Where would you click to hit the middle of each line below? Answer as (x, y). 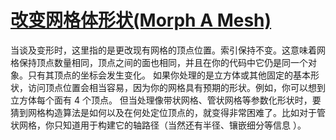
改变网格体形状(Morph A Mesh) (141, 20)
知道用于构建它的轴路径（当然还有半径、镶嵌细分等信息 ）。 (184, 125)
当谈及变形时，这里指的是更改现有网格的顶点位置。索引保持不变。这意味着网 (168, 50)
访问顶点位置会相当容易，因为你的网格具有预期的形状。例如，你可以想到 (176, 87)
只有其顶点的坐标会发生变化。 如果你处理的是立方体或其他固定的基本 (169, 75)
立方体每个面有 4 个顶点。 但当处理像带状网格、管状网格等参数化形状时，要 (166, 100)
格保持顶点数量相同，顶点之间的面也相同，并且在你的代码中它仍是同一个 (159, 62)
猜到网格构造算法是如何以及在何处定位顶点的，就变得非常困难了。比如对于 (163, 112)
